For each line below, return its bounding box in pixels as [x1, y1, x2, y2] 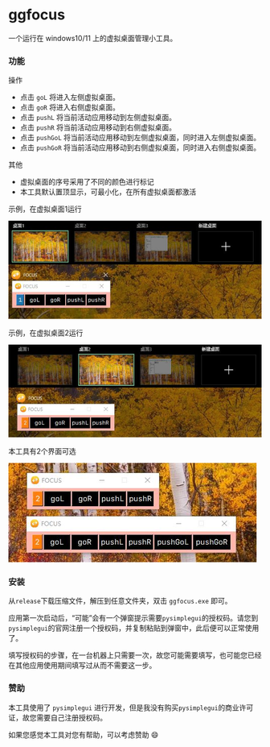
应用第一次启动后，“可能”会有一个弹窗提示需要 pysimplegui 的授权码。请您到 [8, 613, 259, 623]
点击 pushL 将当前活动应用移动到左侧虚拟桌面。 [19, 113, 177, 122]
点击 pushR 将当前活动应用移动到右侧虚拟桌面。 [19, 122, 177, 132]
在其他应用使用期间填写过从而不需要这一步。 [8, 661, 157, 670]
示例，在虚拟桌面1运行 [8, 204, 82, 214]
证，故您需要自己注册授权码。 [8, 712, 107, 722]
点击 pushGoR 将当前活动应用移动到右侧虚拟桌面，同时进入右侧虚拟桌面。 [19, 143, 261, 152]
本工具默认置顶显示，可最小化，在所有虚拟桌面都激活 [19, 187, 197, 197]
